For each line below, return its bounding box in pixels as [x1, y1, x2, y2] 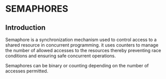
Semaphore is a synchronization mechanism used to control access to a [5, 36, 157, 43]
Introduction [5, 23, 46, 32]
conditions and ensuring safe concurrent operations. [5, 53, 116, 59]
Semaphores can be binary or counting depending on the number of [5, 63, 149, 68]
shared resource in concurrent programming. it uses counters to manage [5, 42, 159, 48]
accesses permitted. [5, 68, 49, 74]
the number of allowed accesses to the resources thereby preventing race [5, 48, 161, 53]
